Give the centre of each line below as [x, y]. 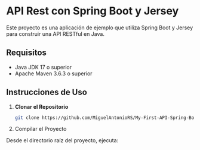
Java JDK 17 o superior [43, 67]
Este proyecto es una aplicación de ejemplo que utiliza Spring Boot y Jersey [100, 27]
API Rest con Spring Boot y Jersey [93, 11]
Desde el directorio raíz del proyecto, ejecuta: [62, 140]
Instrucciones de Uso [47, 92]
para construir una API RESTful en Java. [55, 33]
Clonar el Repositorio [41, 106]
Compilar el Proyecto [41, 129]
